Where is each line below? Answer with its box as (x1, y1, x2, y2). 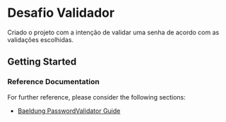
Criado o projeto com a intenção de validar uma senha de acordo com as (7, 28, 220, 36)
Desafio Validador (7, 5, 115, 21)
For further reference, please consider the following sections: (7, 93, 186, 101)
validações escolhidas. (7, 35, 74, 43)
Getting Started (7, 56, 77, 68)
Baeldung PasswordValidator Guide (17, 107, 121, 115)
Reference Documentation (7, 77, 100, 87)
